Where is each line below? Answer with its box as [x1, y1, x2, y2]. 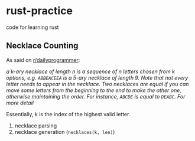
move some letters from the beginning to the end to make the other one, [6, 87, 182, 94]
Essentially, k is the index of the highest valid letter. [6, 110, 131, 117]
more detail [6, 99, 34, 106]
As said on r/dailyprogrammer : [6, 56, 80, 63]
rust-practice [6, 4, 73, 18]
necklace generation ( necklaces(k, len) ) [14, 128, 115, 135]
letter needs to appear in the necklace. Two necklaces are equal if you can [6, 80, 189, 87]
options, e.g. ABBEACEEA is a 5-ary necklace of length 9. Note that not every [6, 74, 188, 81]
